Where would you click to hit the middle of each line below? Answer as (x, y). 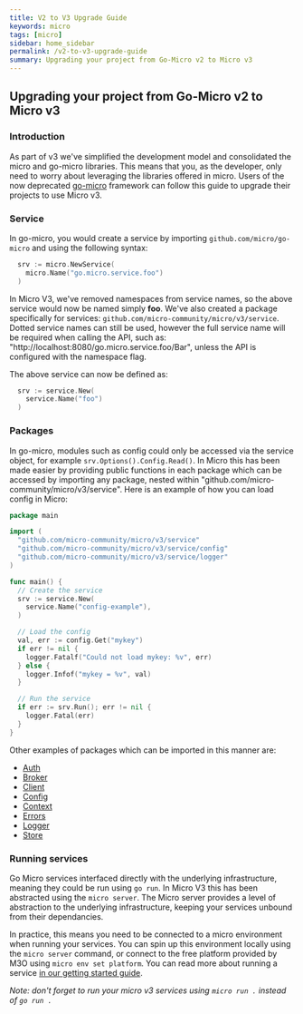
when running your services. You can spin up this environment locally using (150, 943)
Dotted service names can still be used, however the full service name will (147, 327)
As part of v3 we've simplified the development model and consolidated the (151, 156)
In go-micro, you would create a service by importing (109, 238)
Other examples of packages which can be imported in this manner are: (143, 750)
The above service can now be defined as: (89, 374)
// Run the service (54, 699)
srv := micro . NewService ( (66, 264)
